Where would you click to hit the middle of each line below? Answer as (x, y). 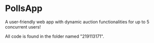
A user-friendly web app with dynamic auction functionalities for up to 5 (77, 22)
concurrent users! (23, 27)
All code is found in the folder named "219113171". (55, 36)
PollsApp (24, 8)
